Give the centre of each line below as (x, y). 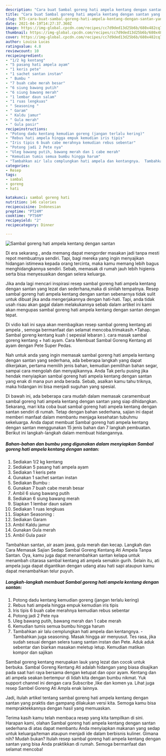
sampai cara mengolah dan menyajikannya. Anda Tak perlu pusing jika (77, 371)
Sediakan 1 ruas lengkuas (38, 509)
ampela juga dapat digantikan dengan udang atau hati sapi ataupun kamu (80, 566)
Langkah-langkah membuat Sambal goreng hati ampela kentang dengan (82, 582)
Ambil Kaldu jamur (31, 525)
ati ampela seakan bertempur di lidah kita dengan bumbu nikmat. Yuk (76, 678)
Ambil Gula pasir (29, 535)
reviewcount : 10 (22, 51)
